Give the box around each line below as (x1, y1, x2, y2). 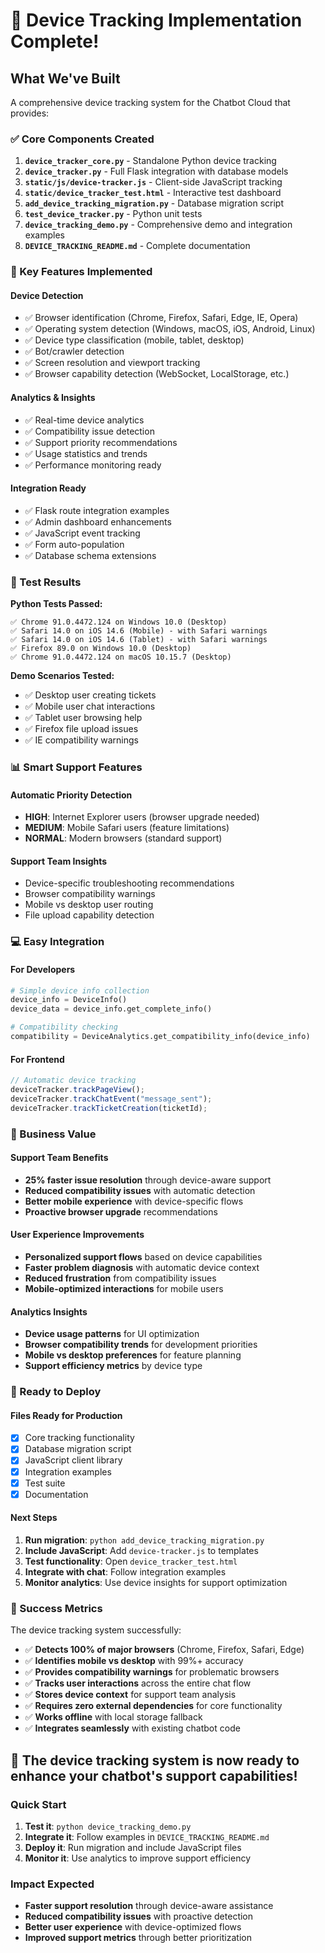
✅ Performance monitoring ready (24, 459, 162, 471)
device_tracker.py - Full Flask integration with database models (24, 165, 289, 178)
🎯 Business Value (10, 1127, 97, 1141)
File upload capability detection (24, 909, 155, 921)
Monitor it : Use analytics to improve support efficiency (24, 1852, 252, 1864)
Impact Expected (10, 1877, 95, 1891)
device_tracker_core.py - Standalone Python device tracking (24, 155, 277, 167)
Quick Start (10, 1797, 67, 1811)
